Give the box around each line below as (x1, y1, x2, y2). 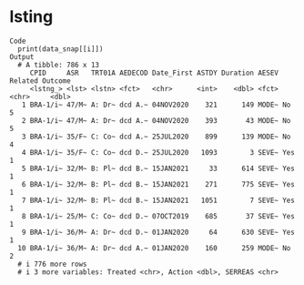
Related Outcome (9, 76, 71, 86)
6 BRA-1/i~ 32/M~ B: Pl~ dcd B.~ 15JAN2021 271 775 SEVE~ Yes (21, 179, 296, 188)
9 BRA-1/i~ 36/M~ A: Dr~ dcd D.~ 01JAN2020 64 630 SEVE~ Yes (21, 228, 296, 237)
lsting (9, 6, 54, 27)
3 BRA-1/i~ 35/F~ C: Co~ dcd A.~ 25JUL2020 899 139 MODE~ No (21, 132, 291, 141)
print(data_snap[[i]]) (17, 44, 104, 54)
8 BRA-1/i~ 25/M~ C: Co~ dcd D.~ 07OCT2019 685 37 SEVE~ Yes (21, 211, 296, 220)
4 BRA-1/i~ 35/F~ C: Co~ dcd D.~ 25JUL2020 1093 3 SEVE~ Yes (21, 148, 296, 157)
